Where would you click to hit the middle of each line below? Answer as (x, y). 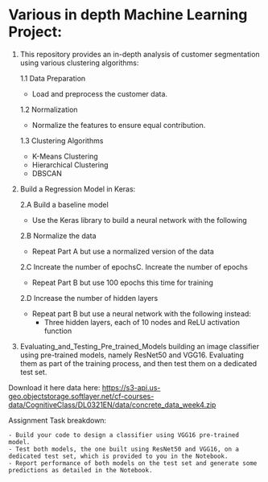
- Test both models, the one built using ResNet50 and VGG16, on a (124, 449)
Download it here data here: (54, 387)
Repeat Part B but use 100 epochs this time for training (122, 282)
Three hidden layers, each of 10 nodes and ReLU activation (142, 322)
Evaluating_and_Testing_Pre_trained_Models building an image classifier (140, 346)
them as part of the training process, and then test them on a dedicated (138, 363)
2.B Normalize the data (58, 236)
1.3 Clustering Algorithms (62, 140)
